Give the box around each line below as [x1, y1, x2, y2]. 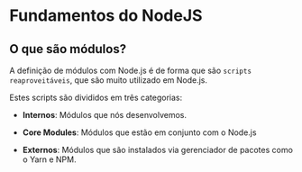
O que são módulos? [9, 41, 127, 57]
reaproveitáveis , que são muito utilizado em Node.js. [9, 75, 208, 86]
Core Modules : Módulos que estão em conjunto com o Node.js [22, 127, 257, 138]
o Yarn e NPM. [22, 154, 77, 165]
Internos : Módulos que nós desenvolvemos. [22, 110, 188, 120]
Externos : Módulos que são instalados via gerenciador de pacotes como [22, 145, 293, 155]
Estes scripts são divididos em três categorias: [9, 92, 183, 103]
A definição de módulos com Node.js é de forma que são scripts [9, 65, 252, 76]
